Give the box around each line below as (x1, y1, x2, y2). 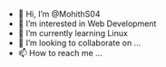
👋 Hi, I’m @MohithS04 (17, 9, 101, 19)
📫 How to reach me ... (17, 48, 103, 58)
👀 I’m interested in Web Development (17, 18, 157, 29)
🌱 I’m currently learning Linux (17, 28, 129, 38)
